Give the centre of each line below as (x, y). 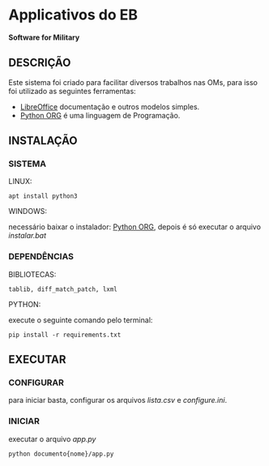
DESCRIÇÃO (40, 63)
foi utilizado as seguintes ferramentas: (72, 91)
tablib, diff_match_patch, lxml (63, 289)
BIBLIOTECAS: (32, 274)
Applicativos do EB (73, 15)
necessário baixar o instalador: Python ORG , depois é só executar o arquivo (135, 227)
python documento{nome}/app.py (61, 454)
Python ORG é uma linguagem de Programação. (100, 115)
